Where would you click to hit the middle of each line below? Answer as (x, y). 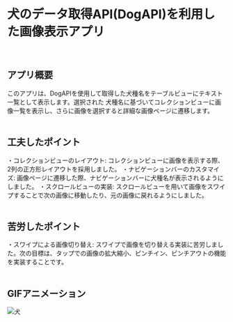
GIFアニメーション (47, 293)
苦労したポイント (44, 226)
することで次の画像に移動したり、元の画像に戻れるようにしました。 (111, 195)
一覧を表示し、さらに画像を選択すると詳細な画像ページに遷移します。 (113, 110)
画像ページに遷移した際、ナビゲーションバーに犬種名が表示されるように (120, 178)
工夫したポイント (44, 143)
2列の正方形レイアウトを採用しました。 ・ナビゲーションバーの (98, 169)
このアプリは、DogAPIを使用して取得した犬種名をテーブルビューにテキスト (115, 93)
